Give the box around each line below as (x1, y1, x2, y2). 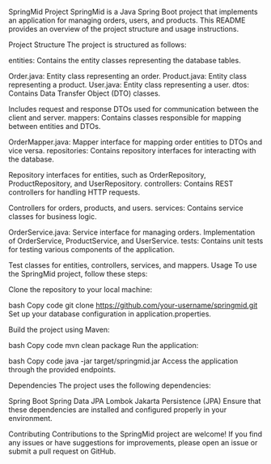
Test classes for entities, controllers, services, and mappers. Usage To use (8, 260, 257, 270)
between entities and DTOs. (8, 122, 101, 131)
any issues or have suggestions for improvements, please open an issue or (8, 438, 258, 447)
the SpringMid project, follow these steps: (8, 269, 148, 278)
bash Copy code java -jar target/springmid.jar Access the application (8, 356, 239, 366)
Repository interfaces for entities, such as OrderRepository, (8, 170, 206, 179)
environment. (8, 414, 53, 423)
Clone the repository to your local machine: (8, 285, 153, 294)
